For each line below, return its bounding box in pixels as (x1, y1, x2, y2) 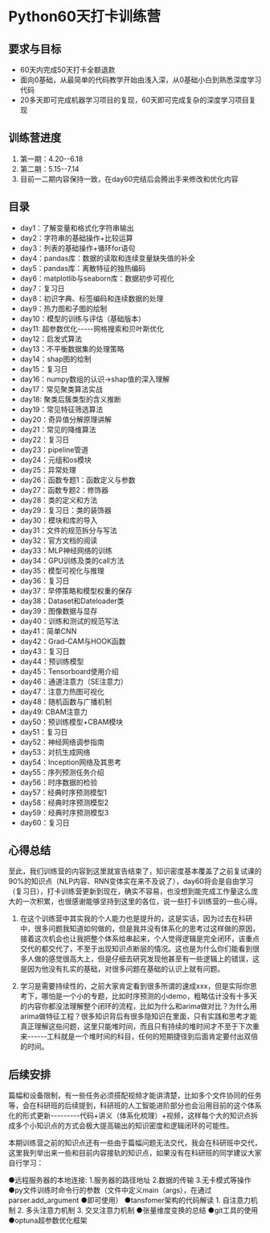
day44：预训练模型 (19, 656, 84, 666)
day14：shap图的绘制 (19, 354, 92, 364)
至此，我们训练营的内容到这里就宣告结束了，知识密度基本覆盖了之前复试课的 (8, 866, 262, 876)
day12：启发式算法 (19, 334, 83, 344)
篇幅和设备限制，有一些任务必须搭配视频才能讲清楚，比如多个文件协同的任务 (8, 1090, 262, 1101)
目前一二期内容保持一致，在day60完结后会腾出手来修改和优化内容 (19, 174, 239, 184)
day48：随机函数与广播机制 (19, 697, 112, 706)
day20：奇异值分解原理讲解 (19, 414, 112, 424)
